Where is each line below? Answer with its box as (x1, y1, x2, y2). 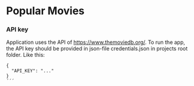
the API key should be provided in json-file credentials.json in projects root (6, 45, 188, 52)
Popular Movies (6, 4, 85, 18)
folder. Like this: (6, 52, 46, 59)
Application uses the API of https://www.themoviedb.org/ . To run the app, (6, 39, 185, 46)
